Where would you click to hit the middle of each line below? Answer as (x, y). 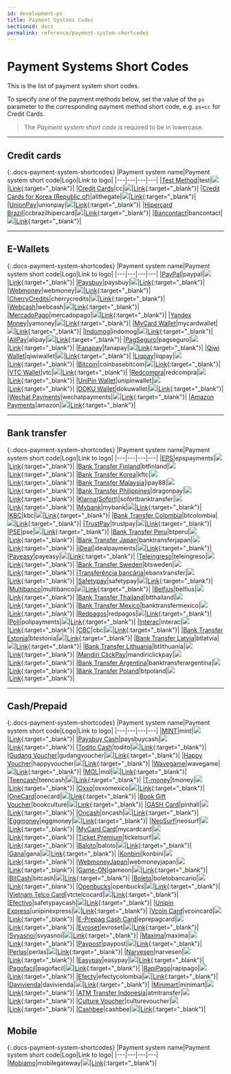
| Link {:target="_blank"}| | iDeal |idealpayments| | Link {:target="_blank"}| (109, 548)
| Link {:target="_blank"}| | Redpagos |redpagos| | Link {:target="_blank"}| (109, 614)
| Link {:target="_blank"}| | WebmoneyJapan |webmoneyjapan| (93, 862)
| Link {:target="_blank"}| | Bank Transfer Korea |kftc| (79, 474)
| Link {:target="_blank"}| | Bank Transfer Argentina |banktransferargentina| (111, 662)
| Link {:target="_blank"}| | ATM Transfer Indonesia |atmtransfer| (95, 993)
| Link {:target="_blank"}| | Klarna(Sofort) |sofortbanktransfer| (91, 499)
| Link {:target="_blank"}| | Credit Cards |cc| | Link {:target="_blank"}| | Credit (113, 188)
